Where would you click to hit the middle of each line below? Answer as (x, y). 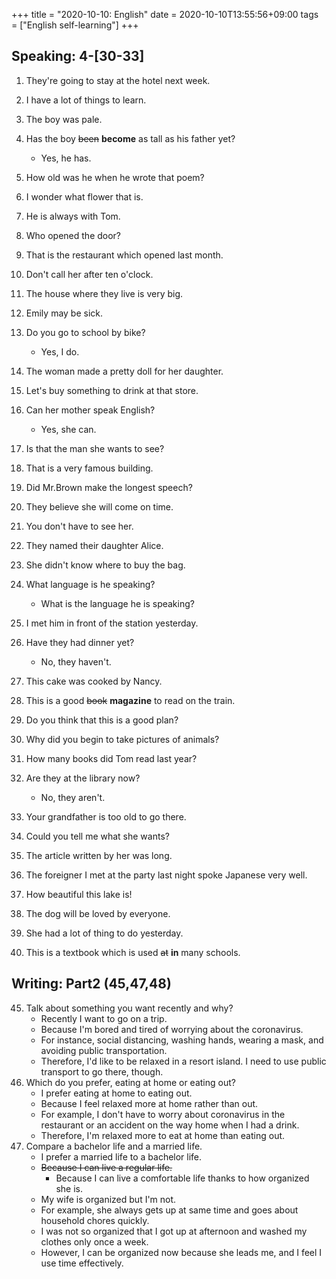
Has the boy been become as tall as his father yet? (130, 138)
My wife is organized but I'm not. (108, 1199)
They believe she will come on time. (99, 506)
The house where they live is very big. (104, 293)
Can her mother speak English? (90, 410)
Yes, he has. (66, 158)
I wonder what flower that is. (84, 196)
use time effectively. (82, 1263)
